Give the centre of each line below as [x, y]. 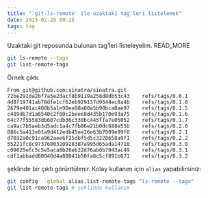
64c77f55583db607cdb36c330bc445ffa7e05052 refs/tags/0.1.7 [97, 121]
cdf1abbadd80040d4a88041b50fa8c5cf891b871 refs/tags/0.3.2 [97, 156]
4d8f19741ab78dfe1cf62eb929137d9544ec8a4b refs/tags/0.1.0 [97, 102]
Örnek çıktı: [23, 78]
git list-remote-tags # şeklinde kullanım [68, 188]
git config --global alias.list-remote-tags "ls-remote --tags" [101, 182]
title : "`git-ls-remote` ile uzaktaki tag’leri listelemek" [95, 13]
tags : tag [21, 26]
